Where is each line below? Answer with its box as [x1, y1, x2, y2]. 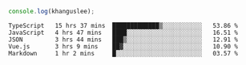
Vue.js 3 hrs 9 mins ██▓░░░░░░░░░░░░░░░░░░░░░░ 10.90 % [8, 42, 239, 51]
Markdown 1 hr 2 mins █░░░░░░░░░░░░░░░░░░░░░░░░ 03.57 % [8, 49, 239, 57]
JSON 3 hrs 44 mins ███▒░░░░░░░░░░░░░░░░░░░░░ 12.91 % [8, 36, 239, 44]
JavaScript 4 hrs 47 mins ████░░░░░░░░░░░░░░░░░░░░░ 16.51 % [8, 29, 239, 36]
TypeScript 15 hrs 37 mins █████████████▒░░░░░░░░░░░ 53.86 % [8, 21, 239, 29]
